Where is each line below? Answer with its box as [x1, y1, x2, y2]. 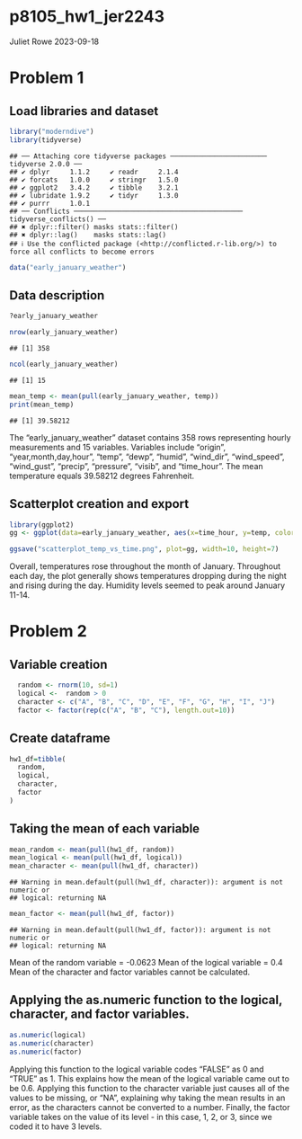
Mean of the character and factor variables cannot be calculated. [9, 966, 251, 977]
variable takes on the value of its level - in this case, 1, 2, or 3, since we [9, 1111, 272, 1122]
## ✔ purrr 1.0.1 [9, 199, 91, 208]
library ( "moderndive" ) [9, 127, 94, 136]
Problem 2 [9, 621, 87, 642]
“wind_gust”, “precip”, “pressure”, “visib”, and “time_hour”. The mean [9, 460, 263, 471]
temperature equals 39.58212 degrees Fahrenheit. [9, 470, 195, 481]
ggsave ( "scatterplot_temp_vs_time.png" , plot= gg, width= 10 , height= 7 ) [9, 545, 280, 554]
